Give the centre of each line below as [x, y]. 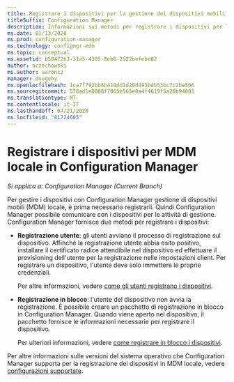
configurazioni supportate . [45, 371]
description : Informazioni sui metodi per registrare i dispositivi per [115, 26]
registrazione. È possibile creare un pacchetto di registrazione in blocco [120, 307]
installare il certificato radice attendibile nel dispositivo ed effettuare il [117, 250]
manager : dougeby [32, 78]
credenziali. [34, 272]
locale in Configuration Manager [103, 166]
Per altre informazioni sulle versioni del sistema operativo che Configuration [116, 356]
